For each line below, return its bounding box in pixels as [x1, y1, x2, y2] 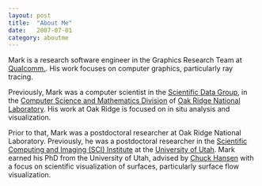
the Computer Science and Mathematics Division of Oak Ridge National [8, 96, 241, 105]
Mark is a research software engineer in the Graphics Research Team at [8, 55, 243, 65]
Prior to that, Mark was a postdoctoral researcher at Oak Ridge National [8, 128, 241, 138]
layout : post [8, 11, 51, 20]
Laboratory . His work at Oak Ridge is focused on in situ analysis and [8, 104, 230, 114]
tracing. [8, 72, 33, 82]
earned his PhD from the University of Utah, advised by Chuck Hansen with [8, 154, 255, 163]
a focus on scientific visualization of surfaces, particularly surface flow [8, 161, 240, 171]
